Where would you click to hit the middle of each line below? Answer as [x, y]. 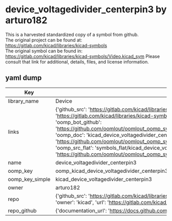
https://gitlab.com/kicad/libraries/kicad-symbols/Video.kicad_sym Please [83, 56]
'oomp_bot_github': [79, 122]
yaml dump [24, 78]
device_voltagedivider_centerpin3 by [86, 9]
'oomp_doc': [70, 135]
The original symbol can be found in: [44, 51]
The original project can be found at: [44, 40]
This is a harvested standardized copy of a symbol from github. [72, 34]
